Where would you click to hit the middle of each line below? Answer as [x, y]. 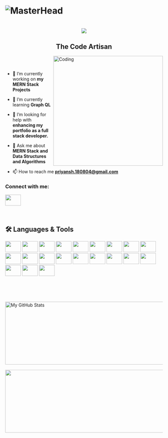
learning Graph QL [31, 105]
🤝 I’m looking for [29, 115]
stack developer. [30, 136]
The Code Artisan [84, 46]
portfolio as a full [30, 131]
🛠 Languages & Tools [39, 229]
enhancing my [28, 125]
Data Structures [29, 156]
